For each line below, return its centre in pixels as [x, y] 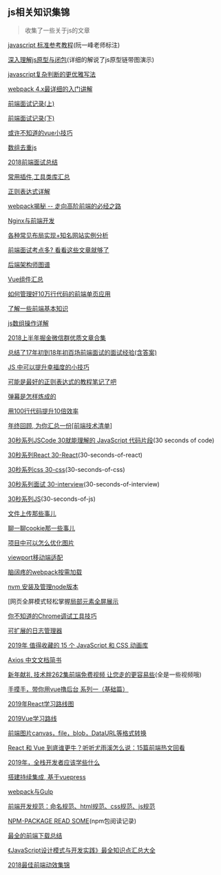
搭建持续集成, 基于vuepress [47, 776]
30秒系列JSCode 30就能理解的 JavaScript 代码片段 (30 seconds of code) [111, 440]
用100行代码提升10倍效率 [43, 411]
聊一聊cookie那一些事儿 [42, 528]
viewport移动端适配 [35, 557]
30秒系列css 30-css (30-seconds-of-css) [67, 469]
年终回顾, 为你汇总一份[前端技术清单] [60, 425]
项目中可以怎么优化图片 [41, 542]
